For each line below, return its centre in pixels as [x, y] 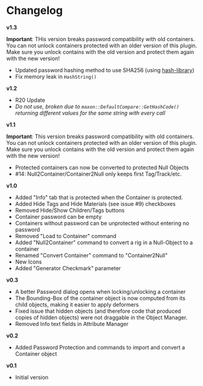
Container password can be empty [58, 216]
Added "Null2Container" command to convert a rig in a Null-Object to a [104, 242]
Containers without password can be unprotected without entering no [102, 223]
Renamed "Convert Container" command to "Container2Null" [91, 255]
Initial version [32, 377]
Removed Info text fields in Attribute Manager [72, 324]
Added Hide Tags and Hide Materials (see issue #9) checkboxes [95, 204]
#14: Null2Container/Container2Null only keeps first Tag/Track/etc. [98, 174]
